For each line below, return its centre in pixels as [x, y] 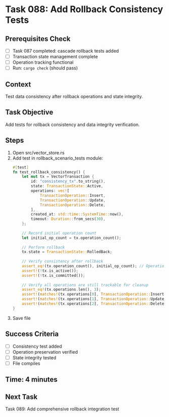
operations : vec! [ [50, 191]
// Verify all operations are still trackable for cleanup [85, 285]
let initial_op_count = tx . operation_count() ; [72, 238]
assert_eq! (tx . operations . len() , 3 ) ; [62, 289]
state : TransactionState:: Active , [67, 186]
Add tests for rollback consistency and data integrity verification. [73, 124]
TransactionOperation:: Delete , [73, 205]
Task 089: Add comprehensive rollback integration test [62, 409]
